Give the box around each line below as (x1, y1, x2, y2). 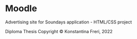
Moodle (5, 3, 37, 14)
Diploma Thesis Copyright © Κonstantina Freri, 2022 (5, 28, 113, 34)
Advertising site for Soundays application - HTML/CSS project (5, 19, 133, 25)
